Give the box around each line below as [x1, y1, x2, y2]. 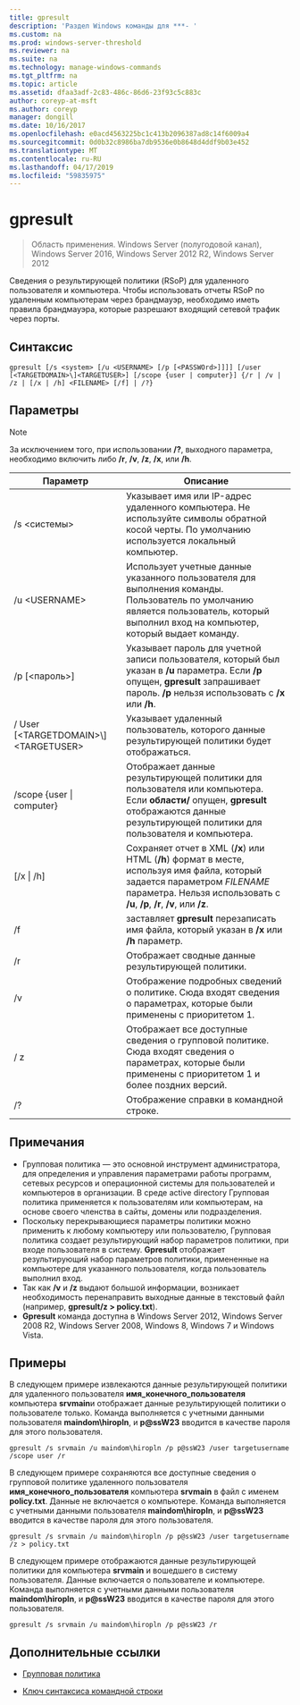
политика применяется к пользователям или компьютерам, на [21, 1196, 263, 1207]
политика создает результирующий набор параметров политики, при [21, 1235, 289, 1245]
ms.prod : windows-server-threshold [9, 38, 142, 47]
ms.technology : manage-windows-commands [9, 63, 162, 72]
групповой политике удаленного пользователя [9, 1477, 189, 1488]
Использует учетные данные [126, 560, 252, 572]
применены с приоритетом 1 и [126, 1068, 261, 1080]
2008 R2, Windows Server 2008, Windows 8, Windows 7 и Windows [21, 1320, 275, 1330]
